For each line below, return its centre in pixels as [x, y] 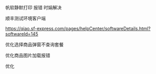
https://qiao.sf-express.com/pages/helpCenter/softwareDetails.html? [78, 29]
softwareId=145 [22, 34]
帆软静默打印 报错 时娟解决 [34, 7]
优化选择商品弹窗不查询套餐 [35, 44]
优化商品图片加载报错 [28, 55]
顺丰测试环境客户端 [26, 18]
